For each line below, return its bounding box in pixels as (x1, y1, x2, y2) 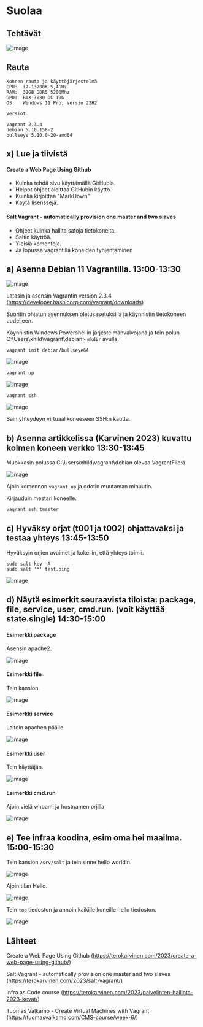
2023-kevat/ (6, 995, 38, 1003)
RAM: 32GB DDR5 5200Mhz (6, 89, 70, 95)
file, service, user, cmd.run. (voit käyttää (6, 604, 166, 615)
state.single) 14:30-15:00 (6, 614, 106, 625)
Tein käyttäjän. (6, 763, 44, 771)
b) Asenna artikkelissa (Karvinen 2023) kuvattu (6, 433, 192, 444)
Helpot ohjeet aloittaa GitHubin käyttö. (15, 186, 112, 193)
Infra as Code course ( (6, 989, 63, 996)
